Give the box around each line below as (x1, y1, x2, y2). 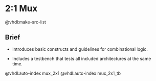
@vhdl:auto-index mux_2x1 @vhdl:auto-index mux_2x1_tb (5, 70, 121, 76)
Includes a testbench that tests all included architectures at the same (12, 56, 151, 61)
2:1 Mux (5, 3, 38, 14)
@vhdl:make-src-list (5, 19, 46, 25)
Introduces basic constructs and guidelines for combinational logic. (12, 46, 148, 52)
